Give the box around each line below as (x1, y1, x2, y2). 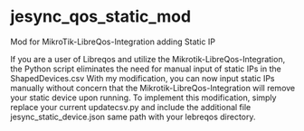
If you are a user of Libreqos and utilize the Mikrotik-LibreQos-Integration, (10, 53, 286, 64)
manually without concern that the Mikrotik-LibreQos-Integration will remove (10, 82, 296, 93)
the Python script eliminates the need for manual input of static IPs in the (10, 63, 281, 74)
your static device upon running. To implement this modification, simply (10, 92, 277, 103)
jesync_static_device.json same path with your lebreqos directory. (10, 111, 256, 122)
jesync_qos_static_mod (10, 6, 192, 27)
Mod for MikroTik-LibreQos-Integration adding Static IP (10, 36, 216, 47)
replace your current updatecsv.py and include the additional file (10, 101, 252, 112)
